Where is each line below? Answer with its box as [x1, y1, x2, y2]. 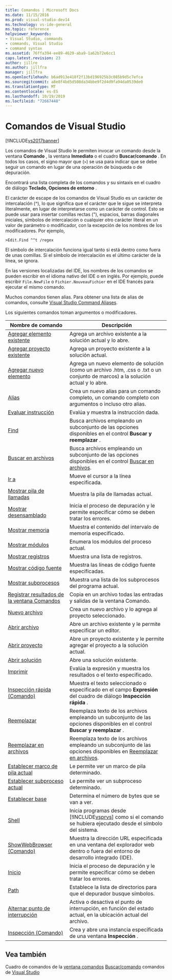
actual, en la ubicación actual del [69, 912, 148, 919]
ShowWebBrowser [8, 841, 53, 848]
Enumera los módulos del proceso [69, 538, 152, 546]
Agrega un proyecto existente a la [69, 345, 150, 353]
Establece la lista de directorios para [69, 884, 157, 891]
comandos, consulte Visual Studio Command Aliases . [5, 300, 118, 306]
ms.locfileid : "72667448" [5, 98, 60, 103]
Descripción [101, 322, 132, 329]
